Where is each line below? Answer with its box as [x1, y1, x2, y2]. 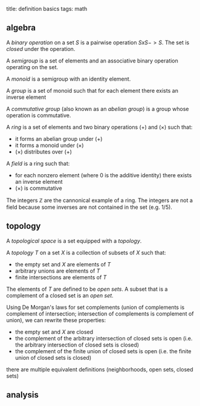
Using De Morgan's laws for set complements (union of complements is [6, 303, 185, 311]
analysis [6, 390, 39, 400]
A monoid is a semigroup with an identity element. [6, 75, 131, 83]
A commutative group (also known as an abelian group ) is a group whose [6, 105, 189, 112]
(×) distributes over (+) [15, 148, 73, 155]
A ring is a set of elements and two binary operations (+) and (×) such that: [6, 123, 193, 130]
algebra [6, 22, 36, 33]
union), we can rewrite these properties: [6, 316, 106, 323]
